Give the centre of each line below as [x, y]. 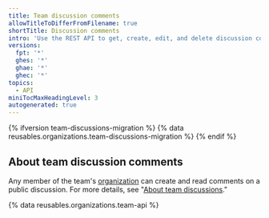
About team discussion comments [96, 161]
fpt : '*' [30, 53]
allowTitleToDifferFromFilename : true [73, 23]
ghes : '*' [32, 61]
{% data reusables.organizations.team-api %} [84, 204]
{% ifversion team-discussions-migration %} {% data [96, 128]
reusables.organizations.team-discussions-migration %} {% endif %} [122, 136]
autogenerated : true [43, 105]
